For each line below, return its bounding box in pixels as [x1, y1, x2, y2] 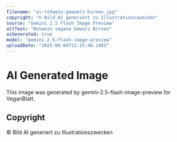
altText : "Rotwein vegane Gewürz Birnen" [6, 25, 112, 32]
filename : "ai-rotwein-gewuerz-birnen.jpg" [6, 8, 118, 15]
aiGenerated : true [6, 31, 53, 37]
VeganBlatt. [6, 95, 35, 102]
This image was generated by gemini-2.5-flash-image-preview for [6, 88, 171, 95]
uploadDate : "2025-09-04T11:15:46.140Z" [6, 43, 110, 49]
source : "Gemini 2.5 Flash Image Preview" [6, 20, 115, 26]
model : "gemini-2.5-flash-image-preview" [6, 37, 112, 43]
